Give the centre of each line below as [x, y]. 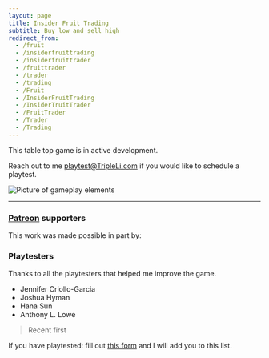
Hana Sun [36, 306]
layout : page [30, 16]
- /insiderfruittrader [53, 61]
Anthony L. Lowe [48, 315]
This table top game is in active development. [83, 150]
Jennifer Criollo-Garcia [58, 289]
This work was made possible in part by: [75, 235]
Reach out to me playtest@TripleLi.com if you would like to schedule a [124, 166]
